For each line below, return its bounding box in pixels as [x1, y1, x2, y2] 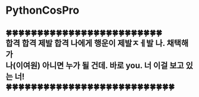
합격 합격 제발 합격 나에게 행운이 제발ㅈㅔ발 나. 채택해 [5, 38, 189, 48]
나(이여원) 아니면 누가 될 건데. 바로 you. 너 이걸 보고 [5, 60, 184, 70]
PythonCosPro [5, 4, 80, 17]
